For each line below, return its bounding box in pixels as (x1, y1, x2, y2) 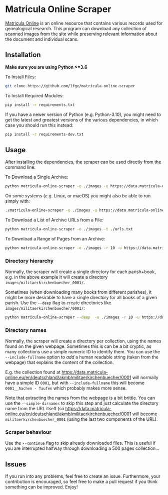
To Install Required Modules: (5, 92, 64, 98)
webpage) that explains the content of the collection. (5, 359, 114, 365)
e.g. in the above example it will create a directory (5, 274, 108, 280)
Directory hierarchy (5, 257, 54, 264)
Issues (5, 460, 26, 468)
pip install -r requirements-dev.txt (5, 132, 84, 137)
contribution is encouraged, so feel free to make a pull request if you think (5, 478, 158, 485)
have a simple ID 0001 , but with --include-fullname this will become (5, 380, 145, 386)
